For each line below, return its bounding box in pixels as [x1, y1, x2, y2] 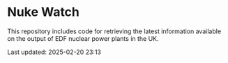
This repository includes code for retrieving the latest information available [7, 27, 222, 35]
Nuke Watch [7, 4, 80, 20]
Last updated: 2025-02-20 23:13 [7, 48, 101, 56]
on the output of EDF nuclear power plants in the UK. [7, 34, 159, 42]
